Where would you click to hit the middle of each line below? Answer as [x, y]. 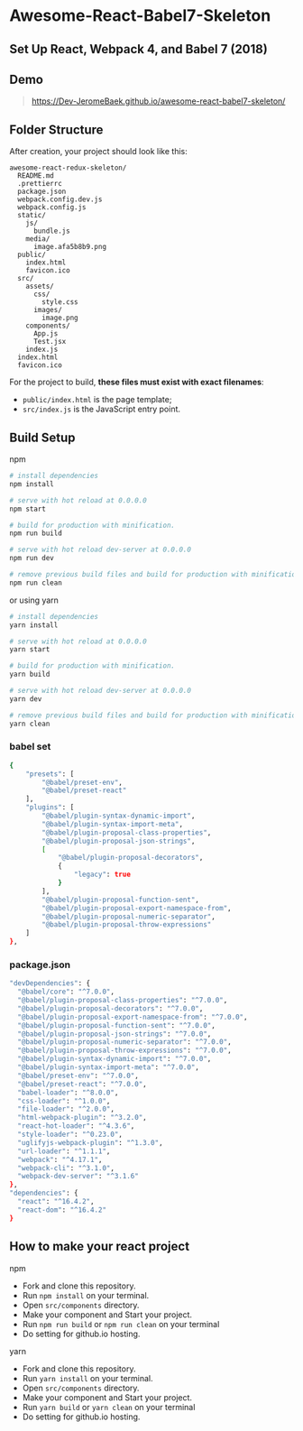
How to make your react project [100, 1246]
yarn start [30, 650]
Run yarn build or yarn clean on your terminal [109, 1407]
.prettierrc [40, 184]
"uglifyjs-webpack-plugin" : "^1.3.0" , [91, 1142]
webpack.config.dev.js [60, 199]
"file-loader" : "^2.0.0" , [66, 1109]
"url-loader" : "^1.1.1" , [64, 1151]
